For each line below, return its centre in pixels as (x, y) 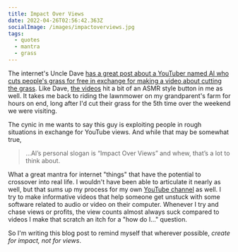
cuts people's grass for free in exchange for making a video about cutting (115, 80)
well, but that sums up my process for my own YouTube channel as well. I (115, 189)
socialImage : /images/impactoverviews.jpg (71, 27)
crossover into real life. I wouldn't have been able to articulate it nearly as (114, 181)
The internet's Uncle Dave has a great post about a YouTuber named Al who (119, 73)
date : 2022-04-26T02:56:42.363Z (55, 20)
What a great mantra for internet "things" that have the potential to (105, 174)
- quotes (27, 40)
